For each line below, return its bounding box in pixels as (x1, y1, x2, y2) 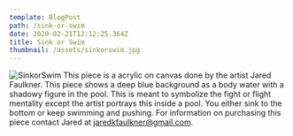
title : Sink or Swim (9, 37, 86, 47)
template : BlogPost (9, 12, 81, 22)
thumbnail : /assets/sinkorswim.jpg (9, 46, 141, 55)
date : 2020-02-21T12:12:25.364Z (9, 29, 128, 38)
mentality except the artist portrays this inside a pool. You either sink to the (9, 98, 282, 109)
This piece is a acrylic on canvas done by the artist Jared (63, 70, 272, 80)
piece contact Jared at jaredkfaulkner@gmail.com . (9, 117, 194, 128)
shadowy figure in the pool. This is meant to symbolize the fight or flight (9, 89, 272, 100)
